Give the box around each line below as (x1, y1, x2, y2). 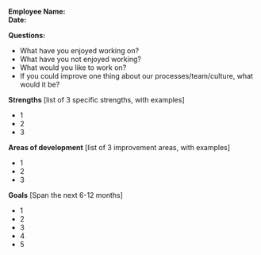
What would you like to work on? (19, 63, 127, 72)
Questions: (8, 31, 46, 40)
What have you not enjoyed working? (19, 55, 141, 64)
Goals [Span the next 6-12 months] (8, 191, 123, 199)
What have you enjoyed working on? (19, 46, 140, 55)
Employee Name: (8, 7, 66, 16)
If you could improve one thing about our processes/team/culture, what (19, 71, 254, 80)
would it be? (19, 79, 60, 89)
